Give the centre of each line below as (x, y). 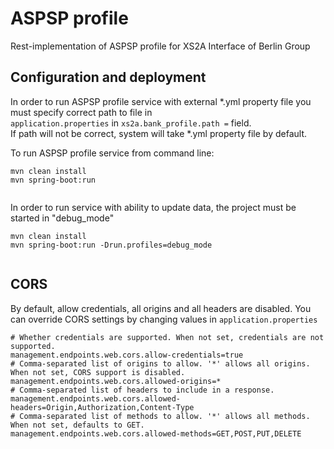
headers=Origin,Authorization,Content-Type (102, 407)
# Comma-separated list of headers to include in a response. (142, 390)
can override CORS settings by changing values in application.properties (164, 319)
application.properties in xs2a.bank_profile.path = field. (131, 123)
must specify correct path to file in (81, 112)
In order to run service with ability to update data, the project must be (153, 207)
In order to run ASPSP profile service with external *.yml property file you (161, 101)
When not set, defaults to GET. (77, 425)
